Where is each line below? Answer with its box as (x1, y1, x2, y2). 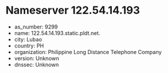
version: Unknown (14, 55, 59, 62)
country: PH (14, 42, 44, 49)
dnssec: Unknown (14, 61, 59, 68)
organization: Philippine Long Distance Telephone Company (14, 48, 162, 55)
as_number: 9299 (14, 23, 58, 30)
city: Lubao (14, 36, 42, 43)
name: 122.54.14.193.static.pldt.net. (14, 29, 100, 36)
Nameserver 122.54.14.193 (5, 4, 140, 17)
